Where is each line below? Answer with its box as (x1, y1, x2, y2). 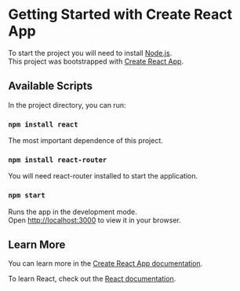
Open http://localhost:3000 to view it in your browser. (8, 215, 182, 225)
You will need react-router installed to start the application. (8, 171, 198, 181)
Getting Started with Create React (8, 6, 233, 24)
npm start (8, 191, 45, 200)
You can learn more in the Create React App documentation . (8, 259, 203, 268)
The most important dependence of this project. (8, 136, 163, 145)
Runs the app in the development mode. (8, 207, 137, 216)
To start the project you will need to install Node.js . (8, 48, 173, 57)
